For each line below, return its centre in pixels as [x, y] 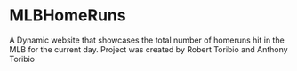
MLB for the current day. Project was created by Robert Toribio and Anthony [148, 49]
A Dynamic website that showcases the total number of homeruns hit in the [147, 40]
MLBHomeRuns [68, 16]
